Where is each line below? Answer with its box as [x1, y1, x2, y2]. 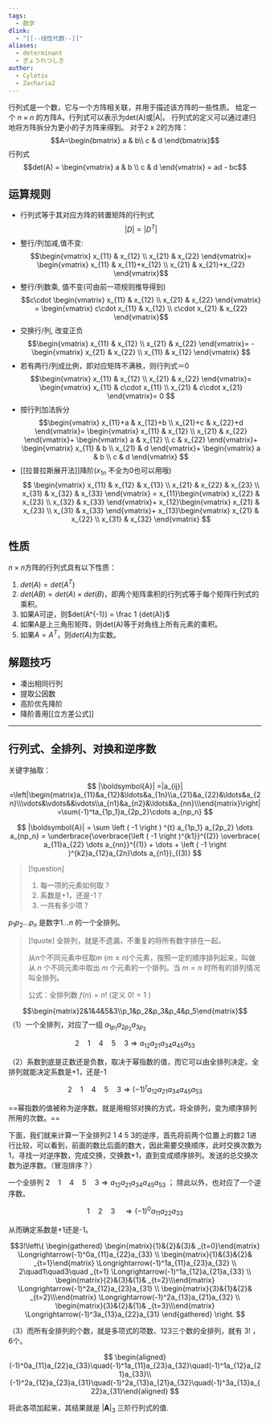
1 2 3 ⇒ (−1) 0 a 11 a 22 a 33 [87, 1205, 183, 1217]
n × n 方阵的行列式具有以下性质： [8, 562, 117, 572]
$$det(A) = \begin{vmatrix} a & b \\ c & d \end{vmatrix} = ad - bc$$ [22, 162, 247, 171]
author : [8, 64, 35, 72]
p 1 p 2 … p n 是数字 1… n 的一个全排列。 [8, 917, 125, 929]
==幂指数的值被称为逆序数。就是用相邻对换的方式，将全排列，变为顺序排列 [8, 1103, 257, 1113]
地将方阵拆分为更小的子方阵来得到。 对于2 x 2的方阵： [8, 122, 189, 132]
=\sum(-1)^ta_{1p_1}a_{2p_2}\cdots [57, 806, 171, 817]
